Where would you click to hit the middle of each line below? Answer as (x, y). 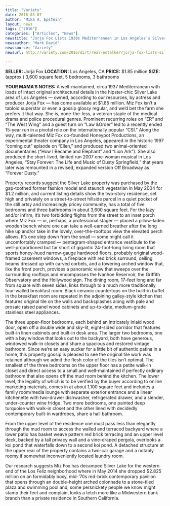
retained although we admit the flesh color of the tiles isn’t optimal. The (79, 360)
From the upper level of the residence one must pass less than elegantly (80, 423)
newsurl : (14, 52)
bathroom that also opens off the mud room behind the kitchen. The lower (82, 376)
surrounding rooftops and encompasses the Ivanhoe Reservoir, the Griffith (83, 274)
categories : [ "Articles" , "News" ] (42, 33)
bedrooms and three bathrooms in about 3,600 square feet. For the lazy (80, 210)
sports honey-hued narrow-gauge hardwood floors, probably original (77, 253)
